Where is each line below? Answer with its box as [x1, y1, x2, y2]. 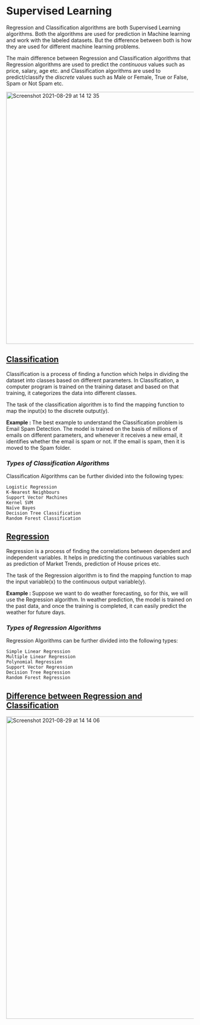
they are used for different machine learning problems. [6, 43, 140, 50]
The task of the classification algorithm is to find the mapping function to [6, 401, 185, 408]
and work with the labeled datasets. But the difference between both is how [6, 36, 192, 44]
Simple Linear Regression [6, 649, 70, 654]
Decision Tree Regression [6, 669, 70, 675]
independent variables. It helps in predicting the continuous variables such [6, 554, 189, 561]
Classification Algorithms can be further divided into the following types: [6, 473, 184, 480]
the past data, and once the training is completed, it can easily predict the [6, 602, 187, 609]
